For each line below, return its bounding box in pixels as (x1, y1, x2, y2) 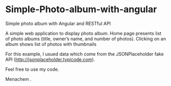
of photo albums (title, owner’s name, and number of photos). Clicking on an (5, 36, 166, 42)
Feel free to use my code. (5, 66, 59, 72)
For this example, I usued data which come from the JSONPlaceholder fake (5, 51, 164, 57)
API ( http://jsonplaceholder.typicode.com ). (5, 56, 95, 62)
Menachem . (5, 76, 32, 82)
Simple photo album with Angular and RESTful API (5, 20, 111, 26)
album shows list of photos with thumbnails (5, 41, 97, 47)
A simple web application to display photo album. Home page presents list (5, 30, 162, 36)
